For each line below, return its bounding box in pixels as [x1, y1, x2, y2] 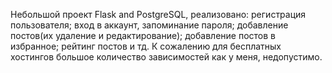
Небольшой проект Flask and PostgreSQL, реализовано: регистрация [10, 9, 307, 20]
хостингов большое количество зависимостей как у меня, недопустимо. [10, 51, 323, 63]
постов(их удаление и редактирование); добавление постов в [10, 30, 276, 41]
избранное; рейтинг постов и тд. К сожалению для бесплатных [10, 40, 282, 52]
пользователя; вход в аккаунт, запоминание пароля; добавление [10, 19, 289, 31]
